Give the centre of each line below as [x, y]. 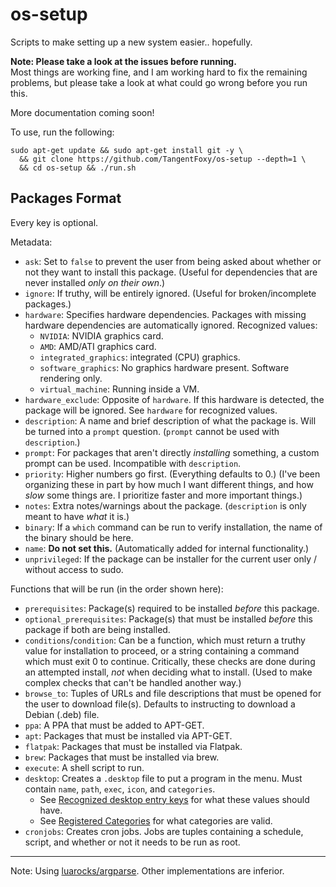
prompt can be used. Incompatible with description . [133, 463]
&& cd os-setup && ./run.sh [78, 168]
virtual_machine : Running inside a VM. [119, 389]
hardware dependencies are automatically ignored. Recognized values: [171, 325]
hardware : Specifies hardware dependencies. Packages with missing [165, 314]
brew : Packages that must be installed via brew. [122, 757]
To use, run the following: [62, 132]
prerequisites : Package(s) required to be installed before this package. [172, 608]
